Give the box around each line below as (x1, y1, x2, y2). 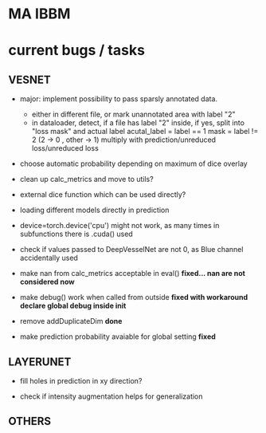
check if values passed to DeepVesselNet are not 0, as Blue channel (19, 245, 244, 254)
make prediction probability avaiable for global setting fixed (19, 332, 217, 341)
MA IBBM (8, 5, 71, 23)
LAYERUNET (8, 355, 72, 368)
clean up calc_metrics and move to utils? (19, 175, 154, 184)
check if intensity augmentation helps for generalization (19, 392, 203, 401)
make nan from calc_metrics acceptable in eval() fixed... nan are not (19, 269, 245, 278)
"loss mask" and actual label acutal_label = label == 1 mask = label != (31, 127, 259, 136)
